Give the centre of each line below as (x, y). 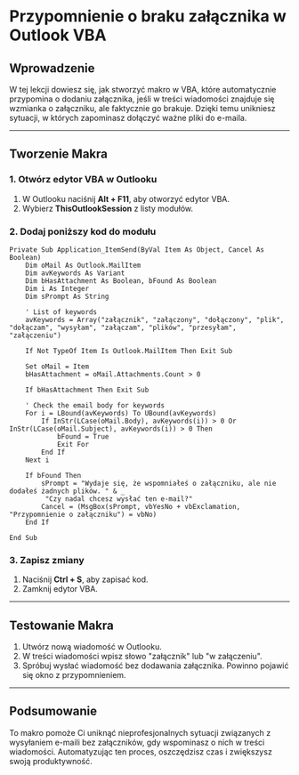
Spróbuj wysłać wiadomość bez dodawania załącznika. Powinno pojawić (155, 666)
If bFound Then (53, 475)
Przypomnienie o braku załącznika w (148, 16)
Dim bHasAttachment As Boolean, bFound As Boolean (121, 281)
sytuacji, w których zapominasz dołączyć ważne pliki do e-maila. (128, 118)
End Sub (24, 537)
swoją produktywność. (51, 761)
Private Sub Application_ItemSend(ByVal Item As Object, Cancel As (137, 250)
